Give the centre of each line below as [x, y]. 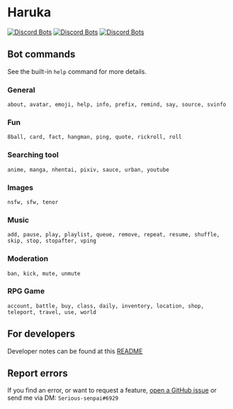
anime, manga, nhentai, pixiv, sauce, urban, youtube [89, 170]
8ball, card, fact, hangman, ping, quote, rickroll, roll [95, 137]
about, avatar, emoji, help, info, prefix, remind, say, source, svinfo [117, 105]
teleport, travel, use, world [52, 312]
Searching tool [33, 155]
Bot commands [41, 54]
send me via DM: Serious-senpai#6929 [63, 398]
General [21, 89]
